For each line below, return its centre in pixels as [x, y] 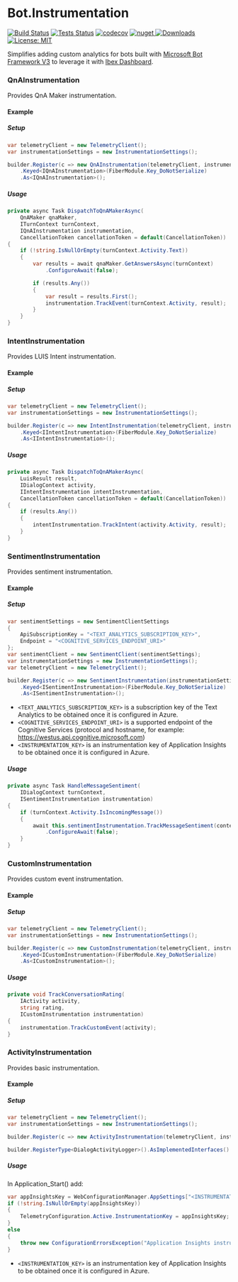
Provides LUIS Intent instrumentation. [62, 357]
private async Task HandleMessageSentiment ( [74, 786]
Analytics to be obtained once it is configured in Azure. [98, 715]
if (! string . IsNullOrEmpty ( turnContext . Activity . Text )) [104, 251]
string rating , [42, 1008]
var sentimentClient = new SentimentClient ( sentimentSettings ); [104, 655]
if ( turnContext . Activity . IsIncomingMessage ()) [91, 812]
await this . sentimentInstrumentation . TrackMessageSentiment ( [125, 825]
